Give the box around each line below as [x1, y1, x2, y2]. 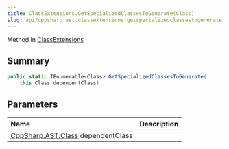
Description [139, 119, 179, 128]
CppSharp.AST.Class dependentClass [10, 130, 133, 140]
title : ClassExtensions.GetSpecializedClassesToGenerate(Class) [7, 10, 195, 17]
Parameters [7, 99, 58, 111]
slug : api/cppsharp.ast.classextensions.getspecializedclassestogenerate [7, 16, 223, 23]
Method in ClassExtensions [7, 35, 84, 43]
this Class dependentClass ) [19, 80, 99, 87]
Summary [7, 55, 50, 67]
